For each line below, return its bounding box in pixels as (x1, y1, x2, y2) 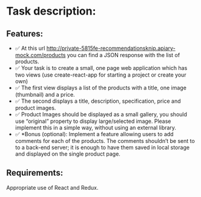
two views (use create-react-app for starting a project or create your (15, 71, 186, 78)
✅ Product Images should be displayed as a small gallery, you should (15, 111, 188, 118)
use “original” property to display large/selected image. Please (15, 117, 171, 125)
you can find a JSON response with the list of (67, 52, 180, 58)
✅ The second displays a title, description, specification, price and (15, 97, 181, 105)
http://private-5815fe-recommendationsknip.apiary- (46, 44, 176, 52)
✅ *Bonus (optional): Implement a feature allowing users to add (15, 131, 174, 137)
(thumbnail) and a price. (15, 91, 75, 98)
